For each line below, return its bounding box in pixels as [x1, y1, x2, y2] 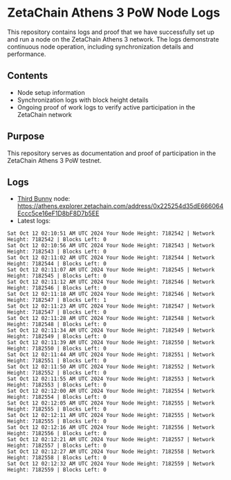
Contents [7, 70, 48, 82]
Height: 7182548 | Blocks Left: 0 [7, 321, 107, 328]
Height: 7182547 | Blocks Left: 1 [7, 296, 107, 304]
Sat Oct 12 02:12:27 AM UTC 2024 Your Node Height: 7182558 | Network [7, 448, 215, 455]
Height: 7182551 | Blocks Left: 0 [7, 357, 107, 364]
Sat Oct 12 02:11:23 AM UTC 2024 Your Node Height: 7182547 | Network [7, 303, 215, 310]
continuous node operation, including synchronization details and [7, 42, 194, 51]
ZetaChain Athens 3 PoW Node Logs [7, 5, 221, 21]
